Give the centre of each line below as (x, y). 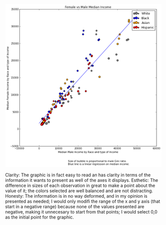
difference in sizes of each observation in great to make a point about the (80, 185)
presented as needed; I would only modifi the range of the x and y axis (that (83, 201)
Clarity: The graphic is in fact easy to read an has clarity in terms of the (78, 175)
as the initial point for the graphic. (40, 217)
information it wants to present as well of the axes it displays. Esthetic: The (82, 180)
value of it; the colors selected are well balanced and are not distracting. (79, 191)
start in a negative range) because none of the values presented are (75, 206)
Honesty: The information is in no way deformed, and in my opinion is (76, 196)
